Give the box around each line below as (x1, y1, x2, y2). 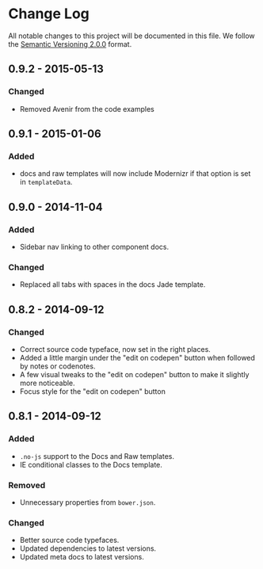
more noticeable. (19, 378, 75, 388)
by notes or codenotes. (19, 361, 96, 371)
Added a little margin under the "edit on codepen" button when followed (19, 353, 256, 362)
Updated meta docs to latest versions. (19, 552, 144, 562)
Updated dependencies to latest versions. (19, 544, 157, 553)
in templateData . (19, 178, 73, 187)
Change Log (8, 5, 90, 23)
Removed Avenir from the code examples (19, 104, 154, 113)
